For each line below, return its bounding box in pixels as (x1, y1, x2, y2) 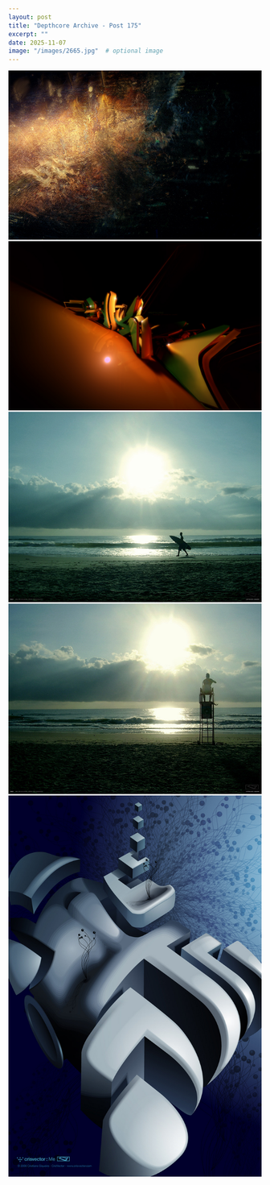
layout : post (8, 13, 52, 21)
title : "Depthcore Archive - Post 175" (8, 21, 142, 30)
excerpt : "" (8, 30, 48, 38)
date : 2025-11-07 (8, 39, 67, 47)
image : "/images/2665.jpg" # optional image (8, 47, 163, 56)
